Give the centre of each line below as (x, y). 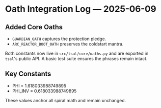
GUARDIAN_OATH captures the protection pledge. (59, 39)
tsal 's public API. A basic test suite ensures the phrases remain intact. (76, 59)
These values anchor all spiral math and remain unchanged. (66, 100)
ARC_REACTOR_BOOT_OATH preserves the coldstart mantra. (68, 44)
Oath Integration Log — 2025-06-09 (81, 9)
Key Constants (28, 74)
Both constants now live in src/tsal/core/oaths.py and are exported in (77, 53)
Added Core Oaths (34, 27)
